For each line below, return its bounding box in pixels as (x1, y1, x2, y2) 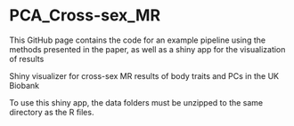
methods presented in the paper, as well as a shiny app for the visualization (9, 43, 286, 54)
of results (9, 53, 45, 64)
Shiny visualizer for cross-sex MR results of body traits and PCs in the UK (9, 70, 279, 81)
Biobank (9, 80, 40, 91)
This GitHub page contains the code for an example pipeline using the (9, 35, 265, 45)
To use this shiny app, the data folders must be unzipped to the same (9, 97, 264, 107)
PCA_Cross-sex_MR (9, 5, 161, 26)
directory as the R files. (9, 106, 94, 117)
